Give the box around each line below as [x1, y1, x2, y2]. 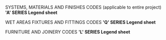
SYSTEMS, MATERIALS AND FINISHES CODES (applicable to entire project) [5, 4, 162, 10]
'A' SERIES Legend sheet [5, 9, 58, 15]
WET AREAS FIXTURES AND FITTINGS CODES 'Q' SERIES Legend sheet [5, 19, 156, 25]
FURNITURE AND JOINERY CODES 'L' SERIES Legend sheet [5, 29, 130, 34]
